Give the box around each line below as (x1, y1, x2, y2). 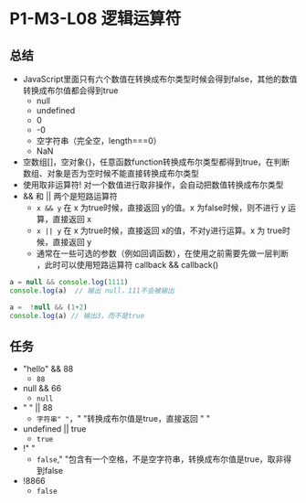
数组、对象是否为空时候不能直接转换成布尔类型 (22, 168, 199, 178)
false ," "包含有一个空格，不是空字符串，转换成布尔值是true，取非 (36, 454, 284, 465)
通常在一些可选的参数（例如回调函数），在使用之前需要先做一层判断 (36, 248, 290, 259)
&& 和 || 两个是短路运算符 (22, 191, 118, 201)
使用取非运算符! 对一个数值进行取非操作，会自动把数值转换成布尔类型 (22, 179, 284, 190)
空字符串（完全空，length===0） (36, 135, 162, 146)
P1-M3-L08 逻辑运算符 (9, 8, 182, 29)
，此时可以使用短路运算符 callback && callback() (36, 260, 219, 270)
